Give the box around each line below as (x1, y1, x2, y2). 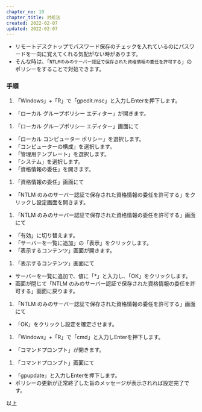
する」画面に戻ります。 (20, 287, 78, 295)
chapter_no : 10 (6, 8, 45, 15)
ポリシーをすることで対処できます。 (14, 66, 104, 73)
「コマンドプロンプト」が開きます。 (14, 346, 104, 353)
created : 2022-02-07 (6, 20, 58, 26)
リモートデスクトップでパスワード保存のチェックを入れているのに (14, 43, 179, 50)
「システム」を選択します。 (14, 158, 83, 165)
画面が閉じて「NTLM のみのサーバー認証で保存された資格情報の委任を (14, 279, 191, 287)
